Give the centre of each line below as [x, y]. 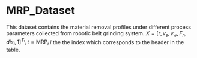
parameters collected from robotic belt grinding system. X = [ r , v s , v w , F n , [96, 34]
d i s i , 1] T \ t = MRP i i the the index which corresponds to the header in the [95, 42]
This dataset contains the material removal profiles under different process [98, 27]
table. [13, 50]
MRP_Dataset [41, 10]
